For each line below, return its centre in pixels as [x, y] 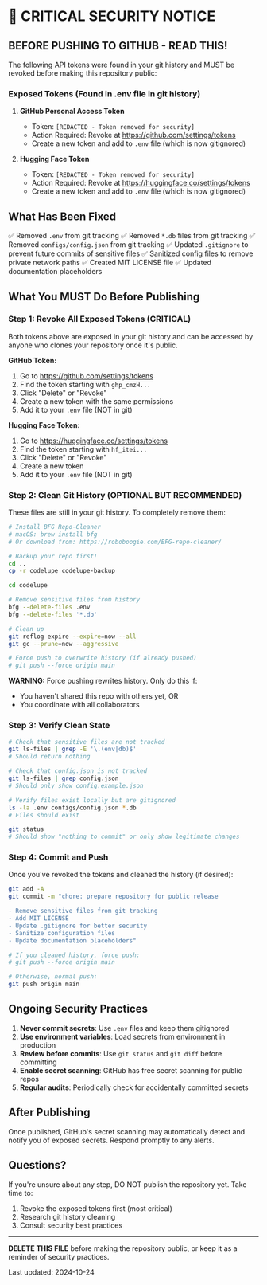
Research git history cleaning [68, 1216]
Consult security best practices [71, 1225]
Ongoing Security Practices [78, 1009]
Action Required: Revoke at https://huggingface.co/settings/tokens [141, 183]
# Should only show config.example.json [76, 785]
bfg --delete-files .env [49, 607]
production [38, 1045]
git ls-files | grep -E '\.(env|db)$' [72, 749]
